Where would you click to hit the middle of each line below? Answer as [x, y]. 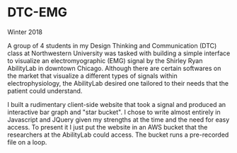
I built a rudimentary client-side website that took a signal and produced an [117, 104]
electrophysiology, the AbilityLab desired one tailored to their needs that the [118, 83]
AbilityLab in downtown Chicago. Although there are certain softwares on [114, 68]
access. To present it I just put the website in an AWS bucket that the [108, 127]
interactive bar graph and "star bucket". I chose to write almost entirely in [114, 112]
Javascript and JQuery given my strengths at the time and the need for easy [118, 119]
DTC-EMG [37, 12]
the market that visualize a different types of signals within [93, 76]
